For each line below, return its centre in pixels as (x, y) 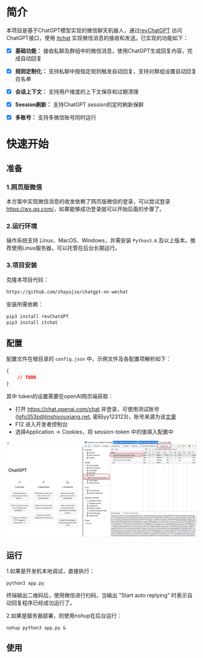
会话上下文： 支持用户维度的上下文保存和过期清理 (77, 92)
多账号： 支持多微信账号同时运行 (56, 117)
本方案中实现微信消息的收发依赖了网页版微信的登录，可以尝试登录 (88, 202)
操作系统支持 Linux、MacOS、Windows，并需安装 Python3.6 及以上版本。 (98, 240)
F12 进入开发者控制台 (41, 424)
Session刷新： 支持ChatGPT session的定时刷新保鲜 (79, 105)
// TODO (27, 378)
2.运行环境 (22, 226)
